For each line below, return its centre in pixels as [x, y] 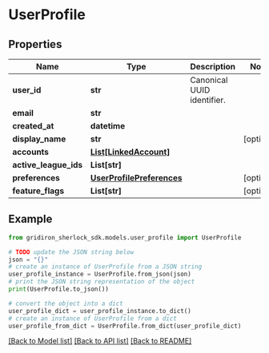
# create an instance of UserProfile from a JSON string [105, 267]
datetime [108, 126]
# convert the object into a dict [66, 303]
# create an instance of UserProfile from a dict [93, 318]
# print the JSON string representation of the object [102, 282]
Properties [35, 44]
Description [213, 67]
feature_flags [38, 191]
